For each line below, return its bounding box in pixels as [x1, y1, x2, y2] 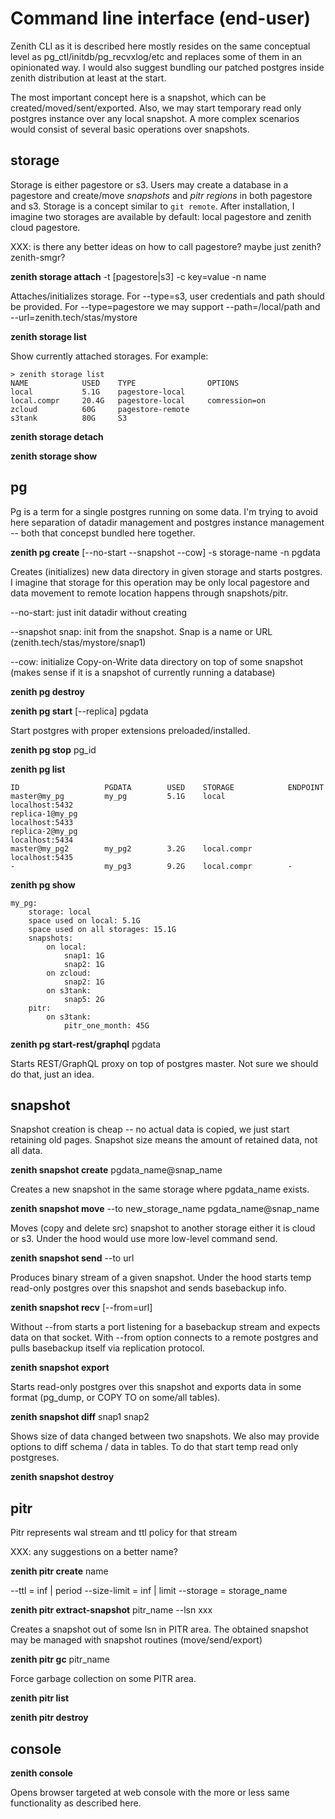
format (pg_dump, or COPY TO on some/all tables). [10, 1392, 221, 1404]
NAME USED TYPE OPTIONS [10, 378, 240, 388]
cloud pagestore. [10, 221, 81, 233]
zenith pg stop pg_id [10, 743, 97, 756]
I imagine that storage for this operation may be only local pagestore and [10, 576, 310, 588]
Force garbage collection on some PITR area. [10, 1673, 197, 1685]
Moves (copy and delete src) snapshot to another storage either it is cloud [10, 1222, 316, 1234]
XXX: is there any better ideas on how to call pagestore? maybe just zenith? [10, 240, 322, 252]
